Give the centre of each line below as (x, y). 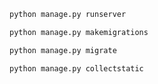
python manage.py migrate (63, 50)
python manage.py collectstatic (76, 68)
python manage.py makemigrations (79, 32)
